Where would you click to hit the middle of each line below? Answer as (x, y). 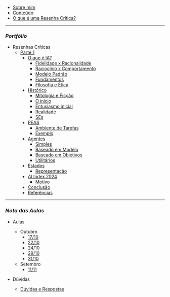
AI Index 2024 (42, 177)
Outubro (29, 232)
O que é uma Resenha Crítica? (44, 18)
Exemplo (44, 134)
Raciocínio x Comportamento (66, 69)
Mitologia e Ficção (54, 95)
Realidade (46, 112)
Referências (40, 193)
